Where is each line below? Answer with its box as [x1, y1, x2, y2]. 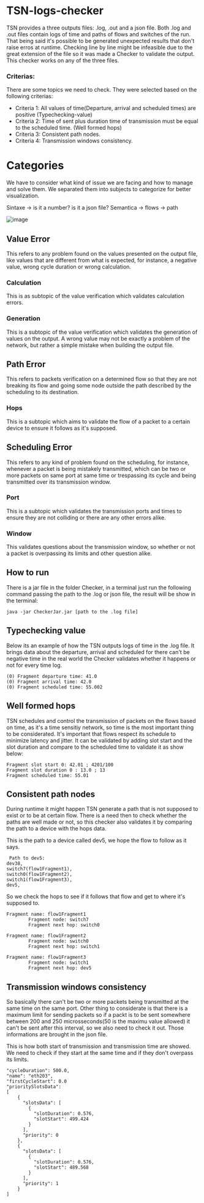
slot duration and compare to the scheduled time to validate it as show [6, 743, 184, 751]
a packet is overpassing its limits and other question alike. [6, 550, 152, 557]
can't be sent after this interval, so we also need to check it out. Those [6, 1024, 184, 1031]
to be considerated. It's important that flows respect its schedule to [6, 730, 176, 738]
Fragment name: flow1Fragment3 [6, 954, 86, 961]
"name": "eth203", [6, 1073, 53, 1079]
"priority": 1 [22, 1181, 59, 1187]
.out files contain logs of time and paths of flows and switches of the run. [6, 30, 191, 37]
